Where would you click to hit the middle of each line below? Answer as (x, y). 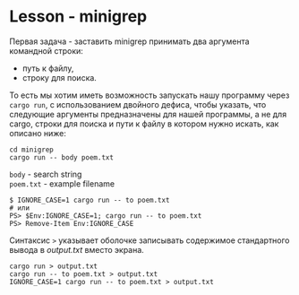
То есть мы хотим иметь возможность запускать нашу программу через (149, 95)
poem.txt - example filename (62, 183)
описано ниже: (38, 133)
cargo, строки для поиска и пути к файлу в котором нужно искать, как (144, 124)
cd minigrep (31, 150)
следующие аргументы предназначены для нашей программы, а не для (148, 114)
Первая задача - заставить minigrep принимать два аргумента (129, 41)
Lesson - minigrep (78, 17)
